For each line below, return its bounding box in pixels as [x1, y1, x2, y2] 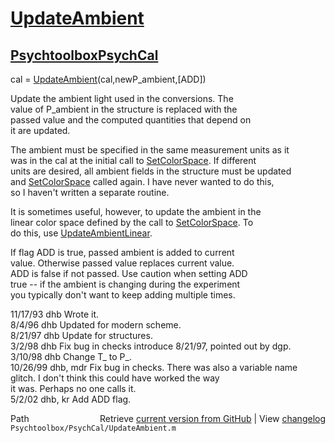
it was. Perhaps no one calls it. [10, 383, 137, 394]
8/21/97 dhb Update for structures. [10, 330, 153, 341]
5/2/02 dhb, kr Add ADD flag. [10, 393, 132, 405]
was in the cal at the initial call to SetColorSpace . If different [10, 155, 257, 166]
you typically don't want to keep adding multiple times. [10, 289, 236, 301]
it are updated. [10, 125, 71, 136]
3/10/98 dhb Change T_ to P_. [10, 351, 132, 362]
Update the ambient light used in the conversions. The [10, 93, 234, 104]
